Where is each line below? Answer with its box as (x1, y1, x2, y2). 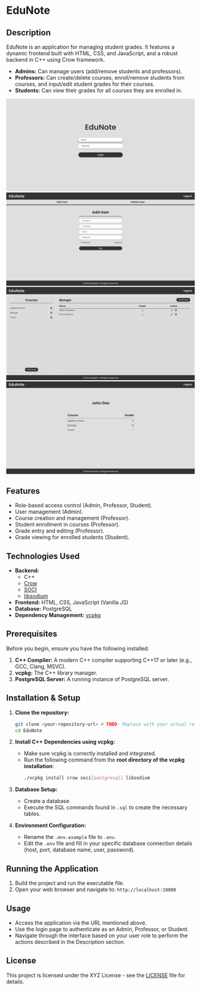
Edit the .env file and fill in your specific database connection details (23, 840, 193, 847)
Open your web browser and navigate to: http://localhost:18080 (14, 886, 176, 893)
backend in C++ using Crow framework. (6, 56, 105, 63)
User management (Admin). (14, 508, 84, 516)
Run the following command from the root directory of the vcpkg (23, 756, 185, 763)
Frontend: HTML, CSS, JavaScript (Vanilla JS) (14, 599, 129, 606)
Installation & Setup (6, 693, 81, 703)
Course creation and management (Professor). (14, 514, 130, 522)
